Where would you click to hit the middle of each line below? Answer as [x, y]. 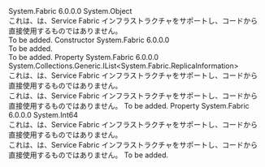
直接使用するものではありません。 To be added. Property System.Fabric [129, 106]
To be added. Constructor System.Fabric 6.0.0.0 [89, 40]
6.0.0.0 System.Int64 [43, 115]
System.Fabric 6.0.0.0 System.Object [70, 11]
